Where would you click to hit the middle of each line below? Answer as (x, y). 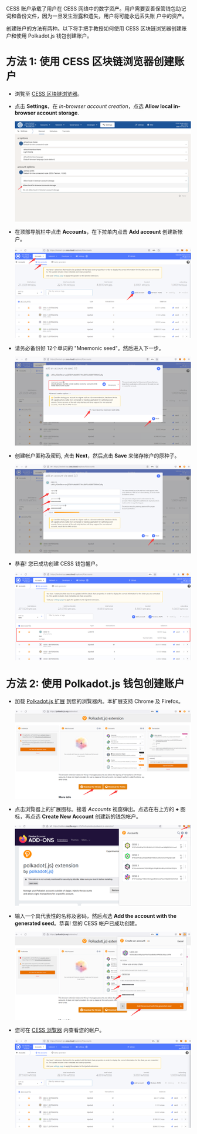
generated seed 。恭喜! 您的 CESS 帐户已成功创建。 (77, 923)
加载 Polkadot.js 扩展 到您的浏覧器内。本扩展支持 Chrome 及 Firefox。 (99, 701)
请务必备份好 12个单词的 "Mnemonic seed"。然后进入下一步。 (89, 348)
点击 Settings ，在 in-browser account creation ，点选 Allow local (94, 106)
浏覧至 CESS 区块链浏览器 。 (49, 93)
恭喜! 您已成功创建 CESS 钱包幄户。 (58, 564)
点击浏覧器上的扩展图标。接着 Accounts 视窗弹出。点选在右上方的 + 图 (100, 809)
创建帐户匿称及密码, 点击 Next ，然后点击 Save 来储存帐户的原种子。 (97, 455)
